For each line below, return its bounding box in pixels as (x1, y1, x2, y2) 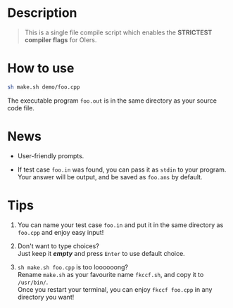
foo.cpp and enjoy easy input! (17, 228, 104, 236)
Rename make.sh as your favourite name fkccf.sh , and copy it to (17, 270, 204, 278)
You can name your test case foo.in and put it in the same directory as (17, 220, 224, 229)
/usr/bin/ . (17, 278, 49, 286)
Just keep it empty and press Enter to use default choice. (17, 249, 185, 257)
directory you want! (17, 293, 75, 301)
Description (7, 5, 77, 21)
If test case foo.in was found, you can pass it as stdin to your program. (17, 165, 227, 174)
